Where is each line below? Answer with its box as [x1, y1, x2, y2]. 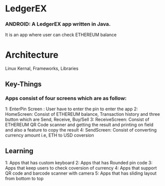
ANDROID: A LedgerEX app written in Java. [5, 21, 111, 28]
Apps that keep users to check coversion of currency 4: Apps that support [5, 165, 157, 171]
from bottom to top [5, 175, 44, 181]
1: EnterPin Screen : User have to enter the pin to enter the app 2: [5, 106, 138, 112]
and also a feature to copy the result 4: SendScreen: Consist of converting [5, 127, 157, 133]
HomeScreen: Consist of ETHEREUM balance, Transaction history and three [5, 111, 160, 117]
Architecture [5, 49, 58, 60]
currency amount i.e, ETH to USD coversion [5, 132, 94, 139]
